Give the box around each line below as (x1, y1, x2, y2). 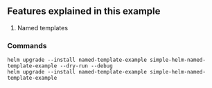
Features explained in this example (7, 5, 161, 17)
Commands (7, 41, 47, 50)
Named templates (17, 23, 68, 32)
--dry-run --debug (60, 63, 113, 69)
